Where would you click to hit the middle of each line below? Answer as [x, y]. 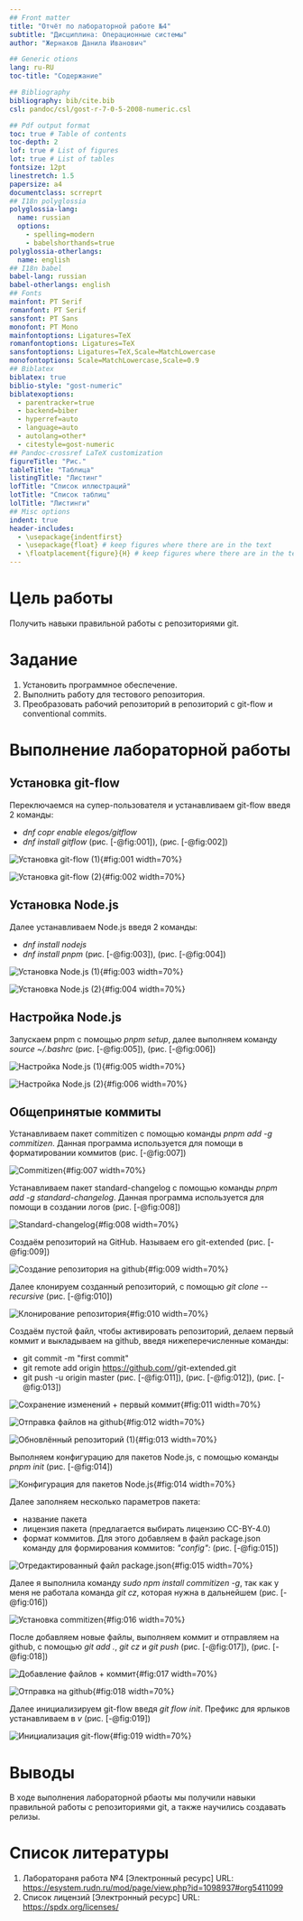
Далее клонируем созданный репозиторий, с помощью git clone [134, 1287]
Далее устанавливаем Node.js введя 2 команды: [104, 927]
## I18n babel [36, 268]
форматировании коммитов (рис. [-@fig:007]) [98, 1153]
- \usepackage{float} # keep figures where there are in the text [145, 546]
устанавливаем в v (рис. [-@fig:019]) [80, 1719]
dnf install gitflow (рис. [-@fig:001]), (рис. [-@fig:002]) [125, 842]
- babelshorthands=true [70, 243]
